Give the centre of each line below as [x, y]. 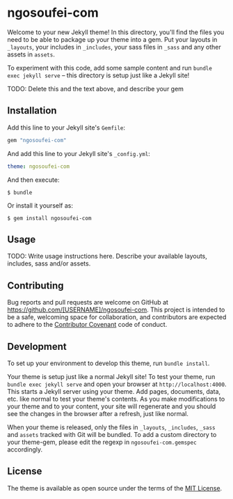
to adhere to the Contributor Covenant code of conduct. [87, 325]
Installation [32, 110]
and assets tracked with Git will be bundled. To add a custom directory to [112, 434]
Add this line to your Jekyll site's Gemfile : [66, 128]
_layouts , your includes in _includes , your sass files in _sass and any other [114, 47]
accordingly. [25, 449]
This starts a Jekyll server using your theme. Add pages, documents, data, [114, 391]
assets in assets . [31, 54]
